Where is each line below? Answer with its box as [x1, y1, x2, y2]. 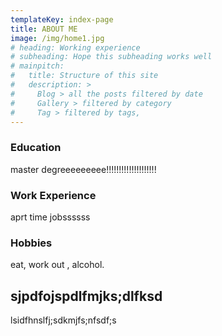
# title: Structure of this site [10, 71, 159, 81]
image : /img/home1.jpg [10, 33, 105, 43]
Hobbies [10, 236, 53, 250]
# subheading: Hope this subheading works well [10, 52, 213, 62]
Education [10, 141, 62, 155]
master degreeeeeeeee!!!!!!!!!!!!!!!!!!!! [10, 163, 157, 175]
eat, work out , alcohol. [10, 259, 105, 271]
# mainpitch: [10, 61, 65, 71]
